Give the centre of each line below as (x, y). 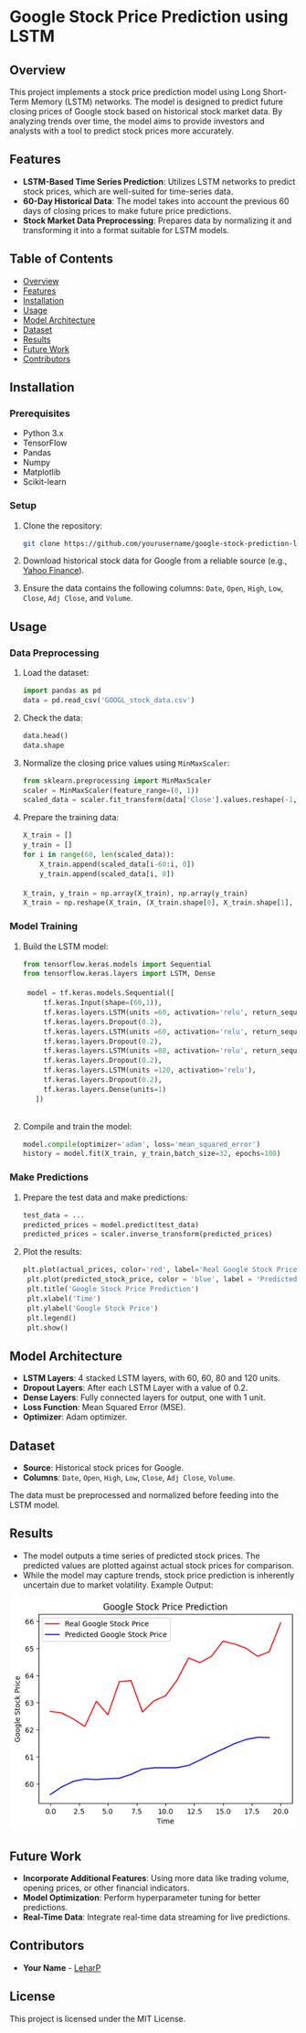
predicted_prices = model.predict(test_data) (111, 1225)
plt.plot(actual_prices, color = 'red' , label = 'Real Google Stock (148, 1270)
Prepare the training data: (71, 818)
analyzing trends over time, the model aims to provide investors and (137, 121)
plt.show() (47, 1328)
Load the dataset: (56, 673)
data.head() (45, 735)
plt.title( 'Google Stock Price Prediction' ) (113, 1289)
